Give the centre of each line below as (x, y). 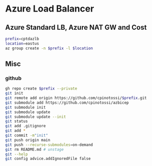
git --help (17, 154)
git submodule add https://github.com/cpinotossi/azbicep (67, 103)
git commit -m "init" (27, 136)
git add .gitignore (26, 126)
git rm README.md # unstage (35, 149)
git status (17, 121)
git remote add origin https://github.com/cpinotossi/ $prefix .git (76, 98)
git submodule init (26, 107)
